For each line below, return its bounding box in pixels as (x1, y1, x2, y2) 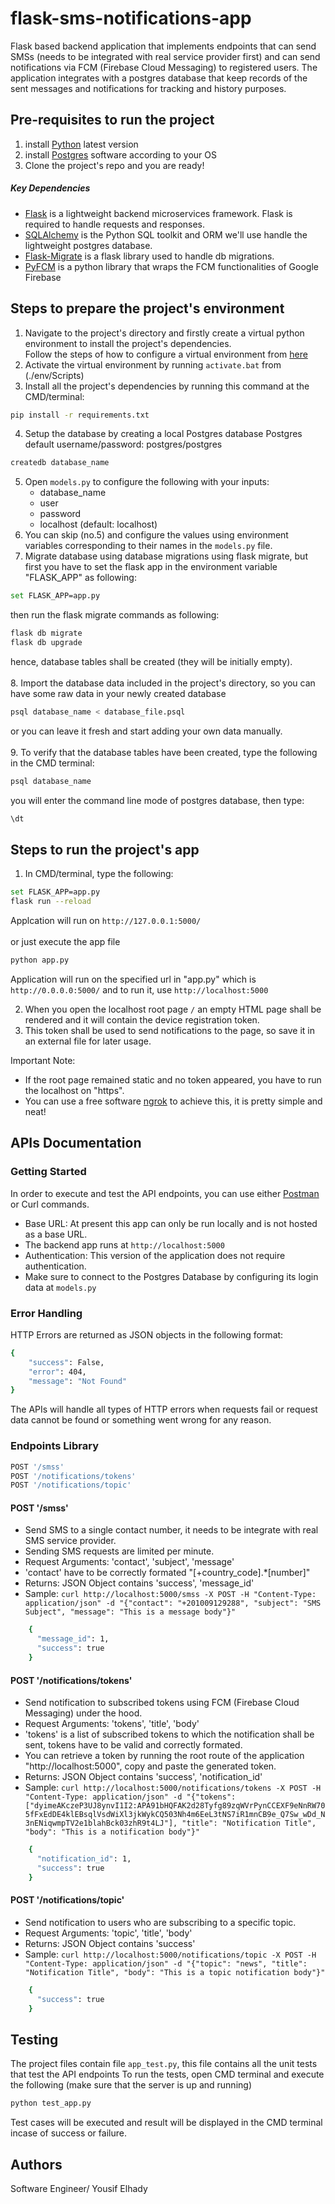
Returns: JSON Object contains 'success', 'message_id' (24, 1577, 255, 1589)
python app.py (10, 955, 70, 966)
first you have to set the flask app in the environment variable (24, 561, 278, 573)
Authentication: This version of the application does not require (24, 1249, 286, 1261)
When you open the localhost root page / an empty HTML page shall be (24, 1003, 322, 1015)
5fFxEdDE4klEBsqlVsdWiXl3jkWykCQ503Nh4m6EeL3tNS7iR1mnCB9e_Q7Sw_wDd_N (24, 1810, 326, 1820)
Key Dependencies (10, 182, 91, 194)
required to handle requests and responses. (24, 218, 206, 230)
